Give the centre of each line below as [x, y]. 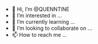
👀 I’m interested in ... [37, 15]
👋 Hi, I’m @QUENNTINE [40, 9]
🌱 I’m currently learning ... [43, 22]
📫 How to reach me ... [39, 35]
